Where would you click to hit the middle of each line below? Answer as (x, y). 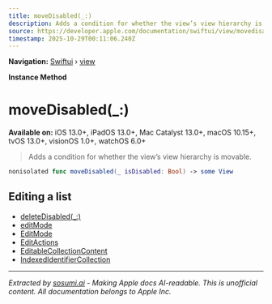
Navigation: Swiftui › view (52, 62)
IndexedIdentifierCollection (65, 259)
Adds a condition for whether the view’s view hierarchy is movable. (140, 157)
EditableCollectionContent (64, 250)
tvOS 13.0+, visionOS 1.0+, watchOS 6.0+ (77, 141)
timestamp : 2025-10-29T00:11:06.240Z (72, 39)
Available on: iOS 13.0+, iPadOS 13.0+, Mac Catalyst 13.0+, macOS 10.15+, (132, 133)
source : (21, 31)
